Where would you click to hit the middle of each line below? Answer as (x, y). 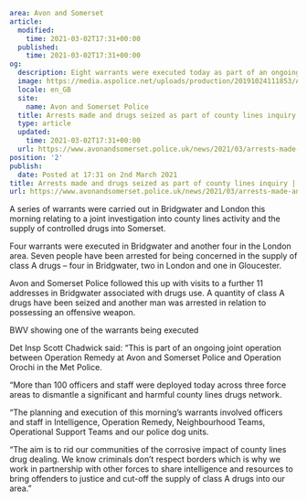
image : (30, 81)
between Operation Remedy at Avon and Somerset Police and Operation (145, 357)
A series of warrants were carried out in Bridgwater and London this (138, 209)
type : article (44, 123)
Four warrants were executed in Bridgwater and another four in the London (151, 246)
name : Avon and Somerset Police (87, 107)
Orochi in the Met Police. (56, 368)
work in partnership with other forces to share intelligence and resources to (152, 469)
